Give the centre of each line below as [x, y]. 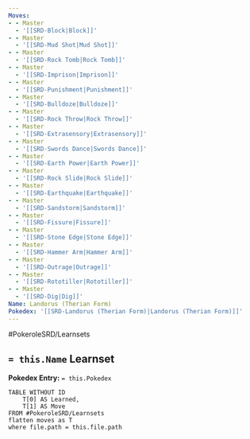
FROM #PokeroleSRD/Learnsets [56, 414]
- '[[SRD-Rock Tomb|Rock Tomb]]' [71, 60]
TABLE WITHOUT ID [37, 393]
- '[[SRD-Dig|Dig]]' [49, 297]
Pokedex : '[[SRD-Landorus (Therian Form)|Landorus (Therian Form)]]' [126, 311]
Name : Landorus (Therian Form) [60, 304]
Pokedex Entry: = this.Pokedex [60, 378]
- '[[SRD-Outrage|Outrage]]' [63, 267]
